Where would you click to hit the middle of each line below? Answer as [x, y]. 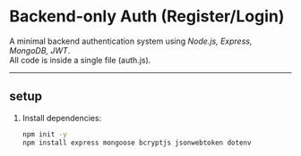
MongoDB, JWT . [40, 50]
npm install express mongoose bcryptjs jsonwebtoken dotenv [137, 143]
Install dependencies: [62, 118]
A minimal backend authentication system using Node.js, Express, [131, 41]
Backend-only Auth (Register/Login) [147, 16]
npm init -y [44, 134]
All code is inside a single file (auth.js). [80, 60]
